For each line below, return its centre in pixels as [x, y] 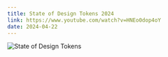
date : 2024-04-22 [33, 26]
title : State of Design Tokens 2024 [61, 14]
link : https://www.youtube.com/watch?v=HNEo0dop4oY [84, 20]
